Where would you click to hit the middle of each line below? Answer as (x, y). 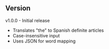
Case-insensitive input (36, 35)
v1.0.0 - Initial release (28, 20)
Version (18, 8)
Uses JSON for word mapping (44, 41)
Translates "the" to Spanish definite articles (58, 30)
